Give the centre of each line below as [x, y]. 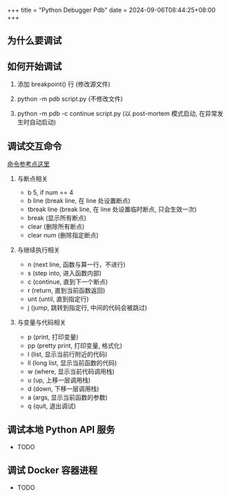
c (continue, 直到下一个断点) [68, 282]
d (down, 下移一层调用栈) [63, 389]
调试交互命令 [35, 146]
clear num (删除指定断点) [63, 235]
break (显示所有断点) [57, 218]
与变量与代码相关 [41, 322]
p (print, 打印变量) [53, 337]
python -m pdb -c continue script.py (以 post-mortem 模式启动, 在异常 [117, 114]
